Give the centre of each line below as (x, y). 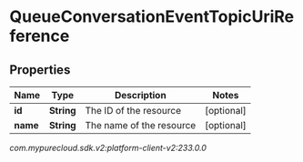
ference (40, 36)
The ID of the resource (133, 111)
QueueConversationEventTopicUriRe (151, 17)
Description (140, 95)
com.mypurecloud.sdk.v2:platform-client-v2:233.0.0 (108, 148)
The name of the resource (141, 125)
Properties (40, 70)
